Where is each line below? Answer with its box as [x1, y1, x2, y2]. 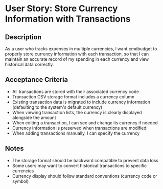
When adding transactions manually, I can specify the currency [12, 130, 140, 136]
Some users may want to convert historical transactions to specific [12, 163, 147, 168]
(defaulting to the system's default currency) [12, 104, 103, 110]
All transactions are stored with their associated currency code [12, 89, 139, 94]
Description [5, 33, 42, 41]
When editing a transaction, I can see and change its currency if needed [12, 119, 158, 125]
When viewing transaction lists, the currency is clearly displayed [12, 109, 142, 115]
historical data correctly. [5, 62, 54, 67]
